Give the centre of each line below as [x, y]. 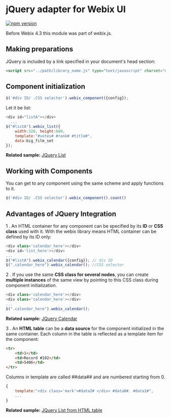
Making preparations [39, 49]
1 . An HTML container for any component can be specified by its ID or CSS [84, 226]
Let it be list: [19, 108]
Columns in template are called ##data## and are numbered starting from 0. [85, 377]
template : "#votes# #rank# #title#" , [54, 136]
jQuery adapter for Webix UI [66, 9]
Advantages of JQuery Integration [61, 214]
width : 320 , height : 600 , [40, 131]
